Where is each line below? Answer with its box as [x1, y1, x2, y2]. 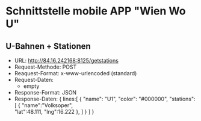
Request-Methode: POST [14, 63, 77, 70]
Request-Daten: [14, 76, 54, 83]
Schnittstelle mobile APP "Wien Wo [5, 4, 186, 18]
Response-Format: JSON [14, 89, 76, 96]
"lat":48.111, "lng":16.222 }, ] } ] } [14, 108, 94, 115]
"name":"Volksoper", [21, 102, 73, 109]
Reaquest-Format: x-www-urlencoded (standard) [14, 70, 137, 76]
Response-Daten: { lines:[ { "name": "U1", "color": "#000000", [14, 95, 169, 102]
